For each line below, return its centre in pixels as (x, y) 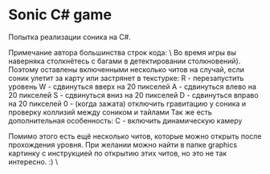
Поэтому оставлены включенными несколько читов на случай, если (127, 69)
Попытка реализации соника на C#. (70, 37)
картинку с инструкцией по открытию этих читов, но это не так (118, 153)
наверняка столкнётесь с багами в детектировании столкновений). (125, 61)
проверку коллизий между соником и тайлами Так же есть (110, 112)
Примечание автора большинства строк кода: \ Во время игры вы (123, 52)
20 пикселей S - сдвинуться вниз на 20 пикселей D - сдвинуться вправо (133, 95)
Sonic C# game (60, 15)
